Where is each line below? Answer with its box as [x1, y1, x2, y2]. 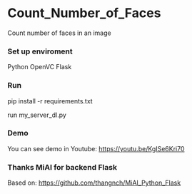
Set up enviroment [7, 46, 73, 56]
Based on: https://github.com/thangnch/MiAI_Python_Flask [7, 178, 181, 187]
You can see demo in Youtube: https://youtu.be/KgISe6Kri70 [7, 144, 185, 153]
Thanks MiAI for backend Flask [7, 162, 118, 172]
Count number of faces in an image [7, 29, 112, 37]
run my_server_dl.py [7, 111, 66, 119]
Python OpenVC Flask [7, 63, 72, 71]
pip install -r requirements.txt [7, 96, 93, 105]
